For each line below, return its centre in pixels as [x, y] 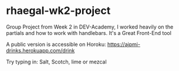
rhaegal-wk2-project [58, 11]
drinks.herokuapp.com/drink [40, 50]
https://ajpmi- [124, 44]
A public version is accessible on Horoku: [56, 44]
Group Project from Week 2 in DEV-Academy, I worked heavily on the [90, 27]
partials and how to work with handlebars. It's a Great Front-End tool [89, 33]
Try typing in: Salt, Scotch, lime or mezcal [56, 62]
